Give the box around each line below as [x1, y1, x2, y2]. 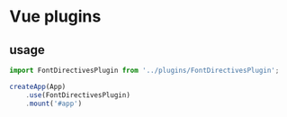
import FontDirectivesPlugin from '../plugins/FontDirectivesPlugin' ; [9, 66, 280, 75]
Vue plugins [9, 6, 102, 27]
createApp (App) [9, 82, 67, 91]
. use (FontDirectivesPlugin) [25, 90, 130, 100]
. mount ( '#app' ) [25, 99, 83, 108]
